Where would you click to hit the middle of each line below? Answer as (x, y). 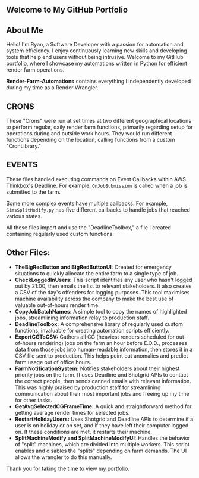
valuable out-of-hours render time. (57, 305)
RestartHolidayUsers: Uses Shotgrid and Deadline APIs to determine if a (104, 419)
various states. (24, 216)
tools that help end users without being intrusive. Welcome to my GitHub (95, 57)
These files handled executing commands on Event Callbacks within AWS (96, 179)
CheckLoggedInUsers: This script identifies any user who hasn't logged (103, 280)
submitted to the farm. (33, 192)
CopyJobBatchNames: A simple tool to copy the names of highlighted (101, 311)
